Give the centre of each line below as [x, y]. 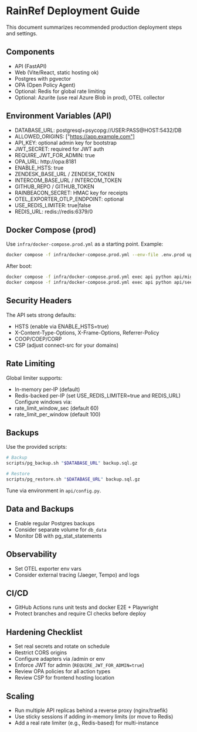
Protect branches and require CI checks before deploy [80, 614]
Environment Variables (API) [59, 116]
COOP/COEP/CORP [38, 339]
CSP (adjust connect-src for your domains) [67, 345]
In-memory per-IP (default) [47, 389]
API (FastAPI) [30, 66]
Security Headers [39, 301]
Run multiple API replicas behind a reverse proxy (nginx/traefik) [91, 710]
